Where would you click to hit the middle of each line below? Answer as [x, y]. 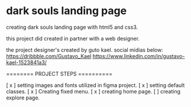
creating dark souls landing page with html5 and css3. [72, 27]
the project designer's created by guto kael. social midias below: [85, 50]
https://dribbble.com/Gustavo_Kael [49, 56]
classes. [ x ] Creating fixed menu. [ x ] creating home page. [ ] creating [93, 91]
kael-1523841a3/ [27, 62]
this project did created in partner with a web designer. [73, 38]
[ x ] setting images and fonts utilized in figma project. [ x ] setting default [96, 85]
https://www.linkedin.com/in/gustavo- [139, 56]
